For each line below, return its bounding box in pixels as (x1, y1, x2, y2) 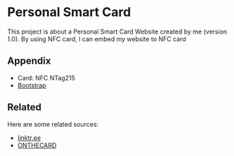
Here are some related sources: (7, 120, 99, 128)
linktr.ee (17, 134, 41, 142)
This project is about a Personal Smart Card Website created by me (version (7, 27, 228, 36)
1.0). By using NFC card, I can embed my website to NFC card (7, 34, 186, 43)
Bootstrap (17, 81, 46, 90)
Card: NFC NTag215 (17, 73, 75, 82)
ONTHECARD (17, 141, 57, 149)
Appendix (7, 55, 51, 67)
